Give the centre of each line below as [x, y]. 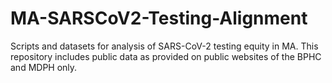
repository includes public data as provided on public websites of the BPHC [166, 56]
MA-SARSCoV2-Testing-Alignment [159, 18]
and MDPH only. [44, 67]
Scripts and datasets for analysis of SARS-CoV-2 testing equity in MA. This [164, 46]
